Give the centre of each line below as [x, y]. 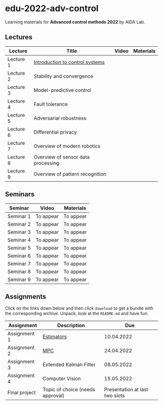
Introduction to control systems [69, 62]
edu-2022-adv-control [52, 9]
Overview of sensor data [62, 157]
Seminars [20, 194]
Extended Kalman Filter [69, 365]
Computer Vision [62, 379]
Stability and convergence [64, 76]
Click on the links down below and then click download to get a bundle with [79, 308]
